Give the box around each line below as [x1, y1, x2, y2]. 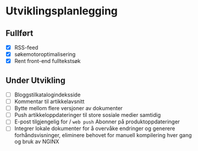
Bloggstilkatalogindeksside [14, 91, 81, 98]
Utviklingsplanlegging [5, 4, 118, 18]
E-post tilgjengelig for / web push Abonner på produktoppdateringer [14, 118, 180, 125]
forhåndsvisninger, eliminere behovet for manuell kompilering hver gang [14, 132, 192, 139]
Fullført [5, 28, 33, 38]
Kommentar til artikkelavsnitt [14, 98, 85, 105]
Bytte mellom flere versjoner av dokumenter [14, 105, 123, 112]
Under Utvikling [5, 75, 66, 85]
